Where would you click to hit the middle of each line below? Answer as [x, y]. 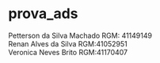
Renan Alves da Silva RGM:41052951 [68, 43]
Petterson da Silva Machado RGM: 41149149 [80, 35]
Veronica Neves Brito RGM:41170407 [68, 52]
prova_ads [43, 14]
